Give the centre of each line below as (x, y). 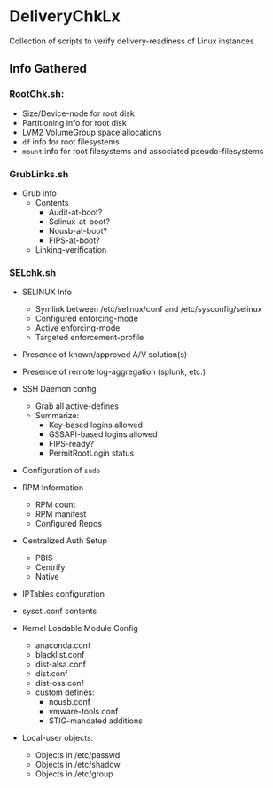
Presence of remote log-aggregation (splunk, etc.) (114, 372)
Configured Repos (68, 524)
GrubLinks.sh (39, 174)
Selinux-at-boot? (79, 221)
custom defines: (65, 692)
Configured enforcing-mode (87, 319)
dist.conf (51, 674)
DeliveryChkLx (65, 16)
